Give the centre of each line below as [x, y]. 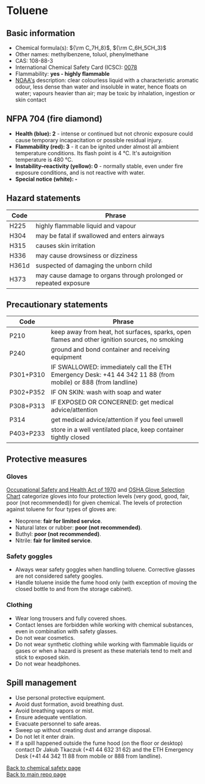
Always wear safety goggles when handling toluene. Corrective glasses [105, 570]
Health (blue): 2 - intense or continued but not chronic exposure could [104, 133]
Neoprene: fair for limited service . [59, 521]
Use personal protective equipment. [60, 697]
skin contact [31, 100]
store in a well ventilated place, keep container [117, 430]
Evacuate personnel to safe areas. [58, 724]
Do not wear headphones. [48, 664]
